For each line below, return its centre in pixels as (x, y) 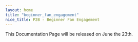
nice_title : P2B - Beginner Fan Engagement (53, 19)
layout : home (19, 10)
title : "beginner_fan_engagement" (42, 15)
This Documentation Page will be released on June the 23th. (69, 34)
